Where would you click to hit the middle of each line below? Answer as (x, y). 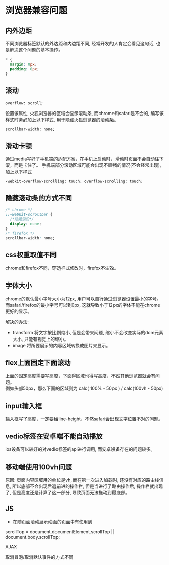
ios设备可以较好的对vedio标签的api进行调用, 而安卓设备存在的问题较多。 (80, 449)
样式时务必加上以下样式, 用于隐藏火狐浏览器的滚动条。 (62, 120)
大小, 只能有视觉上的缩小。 (40, 339)
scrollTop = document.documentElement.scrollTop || (60, 531)
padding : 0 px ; (24, 69)
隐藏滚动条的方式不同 (38, 198)
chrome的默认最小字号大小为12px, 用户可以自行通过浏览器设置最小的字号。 (83, 299)
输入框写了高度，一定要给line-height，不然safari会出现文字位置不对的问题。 (84, 419)
